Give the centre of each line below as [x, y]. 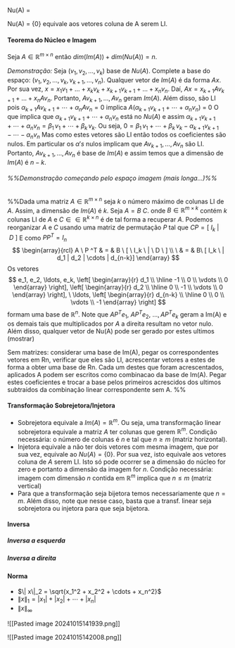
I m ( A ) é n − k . [27, 162]
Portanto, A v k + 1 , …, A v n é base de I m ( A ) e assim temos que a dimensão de [115, 154]
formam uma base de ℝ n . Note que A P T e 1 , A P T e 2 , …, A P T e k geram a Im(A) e [117, 315]
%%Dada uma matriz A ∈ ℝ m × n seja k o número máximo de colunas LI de [116, 201]
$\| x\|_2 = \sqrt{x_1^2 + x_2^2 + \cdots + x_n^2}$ [89, 592]
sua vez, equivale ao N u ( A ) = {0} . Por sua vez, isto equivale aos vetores [122, 455]
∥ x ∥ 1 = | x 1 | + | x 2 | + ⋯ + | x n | [57, 600]
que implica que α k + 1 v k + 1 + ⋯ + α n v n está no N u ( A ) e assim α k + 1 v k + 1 [112, 117]
